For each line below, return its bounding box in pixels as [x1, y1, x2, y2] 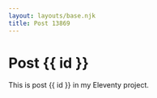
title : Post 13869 [8, 19, 70, 27]
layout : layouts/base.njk [8, 11, 95, 20]
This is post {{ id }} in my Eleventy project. [8, 80, 150, 90]
